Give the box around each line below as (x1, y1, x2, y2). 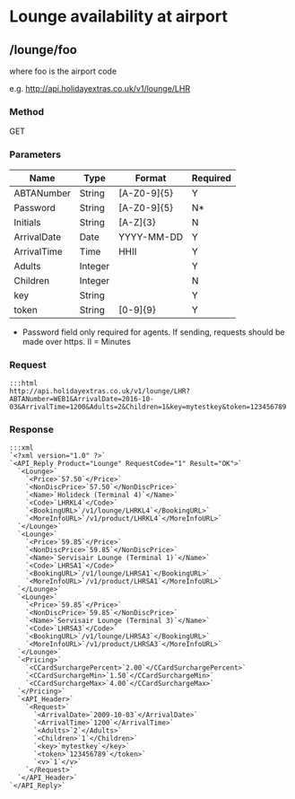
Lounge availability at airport (9, 6, 229, 27)
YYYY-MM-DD (117, 231, 184, 243)
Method (9, 105, 45, 118)
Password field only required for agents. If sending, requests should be (22, 326, 285, 338)
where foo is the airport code (9, 66, 117, 76)
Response (9, 423, 54, 435)
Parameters (9, 148, 61, 161)
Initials (13, 215, 42, 228)
